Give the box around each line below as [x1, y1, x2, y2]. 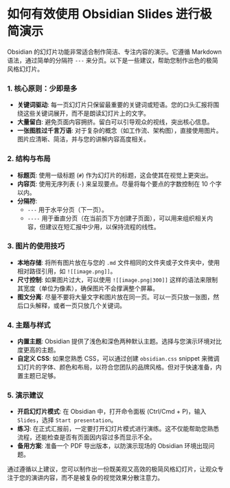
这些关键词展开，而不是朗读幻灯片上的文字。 [23, 109, 150, 118]
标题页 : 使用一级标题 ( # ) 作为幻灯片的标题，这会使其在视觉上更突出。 [16, 171, 213, 179]
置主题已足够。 [16, 372, 60, 380]
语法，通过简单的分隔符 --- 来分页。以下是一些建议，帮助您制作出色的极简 [7, 56, 218, 64]
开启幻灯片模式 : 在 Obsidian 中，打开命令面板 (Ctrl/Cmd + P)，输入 [16, 407, 207, 416]
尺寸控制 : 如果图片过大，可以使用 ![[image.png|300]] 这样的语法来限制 [16, 275, 218, 284]
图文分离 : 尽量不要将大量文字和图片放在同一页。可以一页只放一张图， [16, 293, 214, 301]
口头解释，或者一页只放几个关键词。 [23, 301, 126, 310]
